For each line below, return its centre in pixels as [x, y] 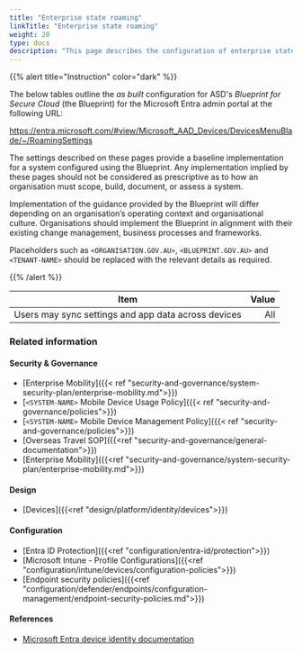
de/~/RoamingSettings [51, 141]
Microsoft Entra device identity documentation [108, 639]
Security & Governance [54, 363]
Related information [53, 341]
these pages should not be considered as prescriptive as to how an [134, 177]
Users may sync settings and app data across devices [128, 314]
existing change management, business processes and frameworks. [136, 233]
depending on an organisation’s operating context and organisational [136, 213]
